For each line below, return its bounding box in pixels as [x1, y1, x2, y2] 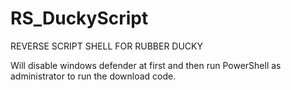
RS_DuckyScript [10, 7, 149, 30]
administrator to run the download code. [10, 70, 177, 82]
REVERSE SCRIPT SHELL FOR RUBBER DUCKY [10, 40, 203, 52]
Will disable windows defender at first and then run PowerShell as [10, 59, 282, 71]
